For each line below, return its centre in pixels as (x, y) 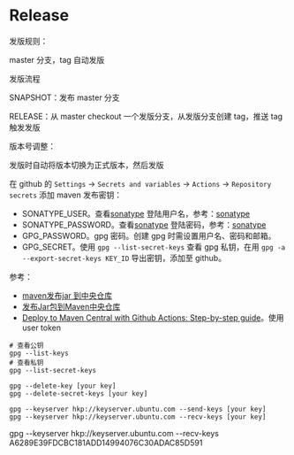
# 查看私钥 (26, 362)
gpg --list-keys (39, 353)
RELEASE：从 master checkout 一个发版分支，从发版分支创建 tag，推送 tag (146, 116)
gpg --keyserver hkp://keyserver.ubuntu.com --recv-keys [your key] (138, 417)
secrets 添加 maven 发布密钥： (65, 195)
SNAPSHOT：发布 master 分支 (65, 97)
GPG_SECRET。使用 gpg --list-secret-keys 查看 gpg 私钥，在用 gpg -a (153, 247)
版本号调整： (32, 146)
